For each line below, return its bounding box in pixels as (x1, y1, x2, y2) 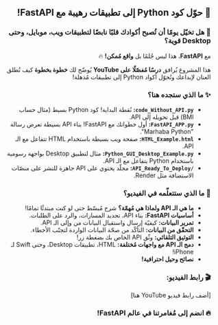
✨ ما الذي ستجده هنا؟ (147, 90, 211, 100)
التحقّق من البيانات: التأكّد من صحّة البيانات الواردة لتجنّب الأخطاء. (30, 226, 194, 234)
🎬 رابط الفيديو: (166, 273, 211, 282)
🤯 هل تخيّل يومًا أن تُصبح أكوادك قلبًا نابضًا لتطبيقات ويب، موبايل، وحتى (8, 27, 211, 37)
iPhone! (172, 248, 194, 256)
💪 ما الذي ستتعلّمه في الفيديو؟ (123, 188, 211, 198)
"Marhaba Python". (139, 127, 194, 135)
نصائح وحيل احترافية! (141, 255, 194, 263)
